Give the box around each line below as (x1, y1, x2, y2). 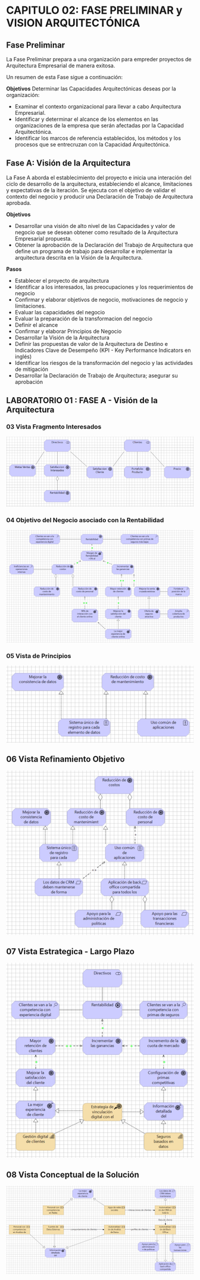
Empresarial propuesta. (14, 235, 73, 242)
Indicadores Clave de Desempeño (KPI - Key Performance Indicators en (14, 346, 191, 354)
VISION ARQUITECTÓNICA (6, 16, 140, 30)
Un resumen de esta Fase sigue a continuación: (6, 74, 123, 80)
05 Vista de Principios (6, 651, 71, 660)
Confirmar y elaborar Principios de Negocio (14, 327, 122, 335)
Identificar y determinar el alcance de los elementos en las (14, 115, 159, 123)
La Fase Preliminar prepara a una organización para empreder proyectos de (6, 56, 192, 63)
